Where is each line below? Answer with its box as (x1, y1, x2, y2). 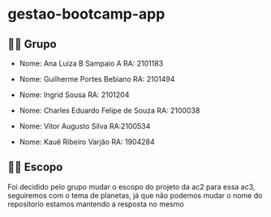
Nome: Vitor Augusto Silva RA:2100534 (19, 121, 151, 130)
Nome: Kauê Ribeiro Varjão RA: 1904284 (19, 137, 155, 147)
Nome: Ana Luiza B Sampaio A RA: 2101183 (19, 58, 164, 68)
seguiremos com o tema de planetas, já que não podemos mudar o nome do (7, 190, 263, 200)
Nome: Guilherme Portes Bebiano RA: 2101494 (19, 74, 175, 83)
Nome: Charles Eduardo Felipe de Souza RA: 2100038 (19, 106, 200, 115)
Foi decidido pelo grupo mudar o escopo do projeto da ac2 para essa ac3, (7, 181, 256, 191)
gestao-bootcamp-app (7, 5, 166, 23)
